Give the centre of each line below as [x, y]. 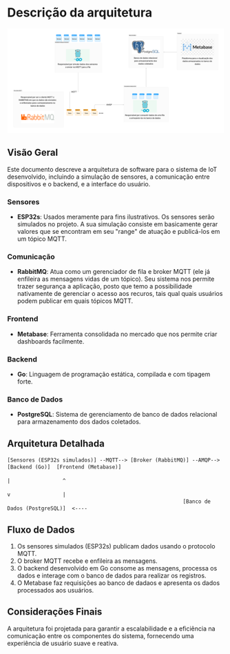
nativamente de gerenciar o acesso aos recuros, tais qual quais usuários [120, 294]
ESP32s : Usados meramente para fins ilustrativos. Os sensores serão [116, 217]
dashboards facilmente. [51, 341]
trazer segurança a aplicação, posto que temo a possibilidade [105, 286]
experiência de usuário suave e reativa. [63, 643]
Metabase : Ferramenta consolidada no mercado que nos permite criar [117, 334]
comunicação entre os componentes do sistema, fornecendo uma [101, 635]
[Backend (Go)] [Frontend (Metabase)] [64, 467]
